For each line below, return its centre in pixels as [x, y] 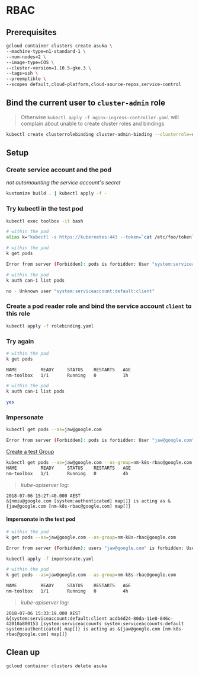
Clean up [23, 652]
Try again [20, 341]
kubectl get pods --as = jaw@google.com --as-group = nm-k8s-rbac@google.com [99, 463]
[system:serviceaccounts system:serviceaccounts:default [112, 623]
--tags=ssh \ [22, 74]
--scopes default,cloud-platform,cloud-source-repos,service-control [94, 85]
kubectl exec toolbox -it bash [45, 221]
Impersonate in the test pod [41, 519]
